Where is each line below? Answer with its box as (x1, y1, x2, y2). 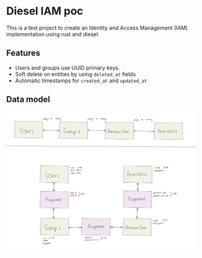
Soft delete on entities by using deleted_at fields (14, 71, 136, 78)
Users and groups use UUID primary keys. (14, 64, 120, 71)
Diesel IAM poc (6, 4, 83, 18)
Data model (6, 95, 50, 105)
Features (6, 48, 40, 58)
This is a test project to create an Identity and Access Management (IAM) (6, 24, 188, 31)
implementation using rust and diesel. (6, 30, 99, 37)
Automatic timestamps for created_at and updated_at (14, 77, 148, 84)
